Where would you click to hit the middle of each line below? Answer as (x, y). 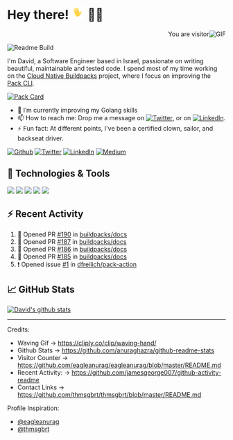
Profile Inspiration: (33, 408)
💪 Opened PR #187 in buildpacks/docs (72, 241)
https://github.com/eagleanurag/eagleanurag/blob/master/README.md (119, 365)
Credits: (18, 329)
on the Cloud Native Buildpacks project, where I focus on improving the (109, 76)
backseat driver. (40, 138)
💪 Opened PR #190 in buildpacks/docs (72, 234)
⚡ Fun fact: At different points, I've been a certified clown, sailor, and (115, 128)
